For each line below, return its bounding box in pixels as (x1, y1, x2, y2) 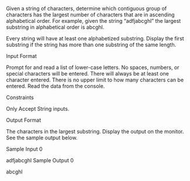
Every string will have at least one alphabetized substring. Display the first (6, 35, 184, 42)
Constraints (6, 94, 34, 101)
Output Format (6, 117, 42, 124)
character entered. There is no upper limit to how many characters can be (6, 76, 184, 83)
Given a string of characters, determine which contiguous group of (6, 5, 167, 12)
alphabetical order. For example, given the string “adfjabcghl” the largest (6, 18, 181, 24)
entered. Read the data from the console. (6, 83, 105, 90)
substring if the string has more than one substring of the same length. (6, 41, 177, 48)
